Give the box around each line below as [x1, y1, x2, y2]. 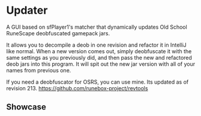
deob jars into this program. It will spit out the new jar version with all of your [6, 60, 196, 68]
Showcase [6, 102, 47, 112]
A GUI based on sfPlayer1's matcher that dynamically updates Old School [6, 23, 187, 30]
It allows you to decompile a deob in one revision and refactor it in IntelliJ [6, 41, 187, 48]
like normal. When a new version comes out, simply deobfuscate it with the [6, 47, 192, 54]
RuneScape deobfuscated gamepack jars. [6, 29, 110, 36]
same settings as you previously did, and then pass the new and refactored [6, 54, 192, 61]
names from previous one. [6, 66, 71, 74]
